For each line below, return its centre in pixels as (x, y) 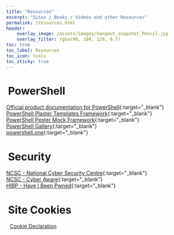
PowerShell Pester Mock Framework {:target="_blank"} (73, 120)
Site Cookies (40, 210)
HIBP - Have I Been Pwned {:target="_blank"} (61, 186)
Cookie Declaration (33, 226)
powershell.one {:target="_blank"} (47, 133)
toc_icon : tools (26, 56)
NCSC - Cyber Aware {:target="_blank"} (54, 180)
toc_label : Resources (33, 51)
